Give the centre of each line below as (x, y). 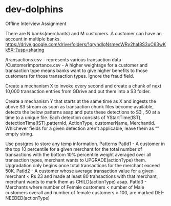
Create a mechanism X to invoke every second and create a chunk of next (83, 86)
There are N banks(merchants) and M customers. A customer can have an (84, 33)
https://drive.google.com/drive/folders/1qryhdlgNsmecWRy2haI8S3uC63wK (86, 44)
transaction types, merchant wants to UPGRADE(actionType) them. (76, 160)
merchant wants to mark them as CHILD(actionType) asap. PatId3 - (76, 181)
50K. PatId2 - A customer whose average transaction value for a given (80, 171)
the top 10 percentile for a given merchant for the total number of (74, 149)
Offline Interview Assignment (36, 24)
